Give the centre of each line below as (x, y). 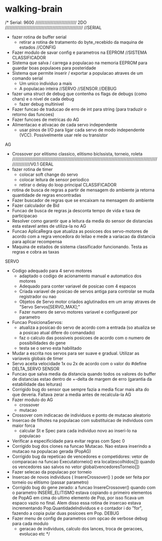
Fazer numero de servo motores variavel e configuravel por (78, 312)
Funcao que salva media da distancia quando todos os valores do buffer (84, 374)
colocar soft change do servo (49, 174)
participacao (25, 216)
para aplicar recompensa (37, 241)
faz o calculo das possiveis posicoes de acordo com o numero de (85, 338)
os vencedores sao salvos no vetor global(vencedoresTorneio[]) (76, 467)
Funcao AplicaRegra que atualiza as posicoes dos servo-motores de (80, 231)
